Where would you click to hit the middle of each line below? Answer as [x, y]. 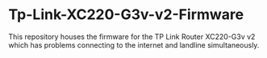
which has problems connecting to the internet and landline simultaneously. [134, 44]
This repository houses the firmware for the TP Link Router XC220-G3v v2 [132, 37]
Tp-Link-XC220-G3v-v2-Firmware [126, 15]
